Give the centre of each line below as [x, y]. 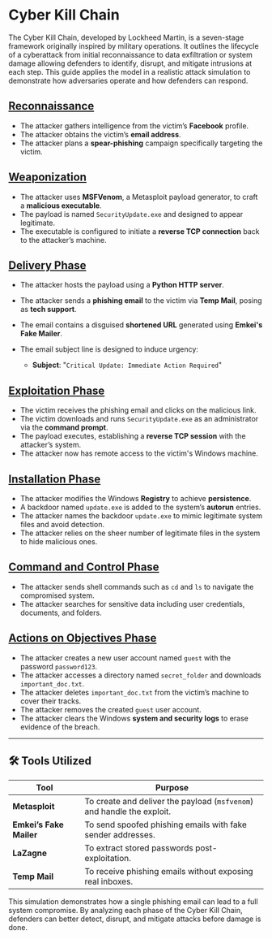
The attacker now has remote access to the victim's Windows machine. [139, 453]
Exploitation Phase [57, 390]
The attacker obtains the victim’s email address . [100, 134]
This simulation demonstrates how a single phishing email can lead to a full [133, 902]
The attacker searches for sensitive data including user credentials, [132, 604]
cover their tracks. [51, 701]
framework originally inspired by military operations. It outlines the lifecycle [134, 45]
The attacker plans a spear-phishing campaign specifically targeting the [141, 143]
